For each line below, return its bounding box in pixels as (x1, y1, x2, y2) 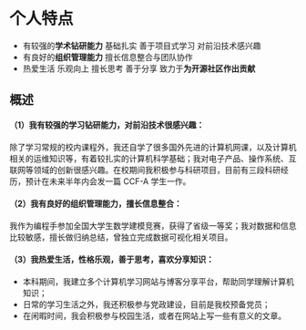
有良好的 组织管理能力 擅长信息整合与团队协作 (22, 51, 193, 62)
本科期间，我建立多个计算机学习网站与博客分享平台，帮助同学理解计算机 (22, 275, 294, 287)
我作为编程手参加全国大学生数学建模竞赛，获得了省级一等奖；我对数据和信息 (9, 220, 297, 231)
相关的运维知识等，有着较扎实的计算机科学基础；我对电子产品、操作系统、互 (9, 152, 297, 164)
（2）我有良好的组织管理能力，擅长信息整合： (9, 198, 182, 210)
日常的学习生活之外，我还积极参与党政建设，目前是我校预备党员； (22, 298, 270, 310)
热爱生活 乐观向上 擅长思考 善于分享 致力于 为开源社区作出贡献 (22, 63, 256, 74)
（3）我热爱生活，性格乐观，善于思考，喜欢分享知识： (9, 254, 215, 265)
